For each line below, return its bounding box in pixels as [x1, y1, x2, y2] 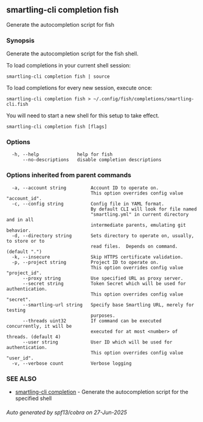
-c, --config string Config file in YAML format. [12, 201, 165, 207]
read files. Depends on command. [90, 243, 178, 249]
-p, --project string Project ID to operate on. [12, 259, 159, 265]
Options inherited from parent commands [6, 171, 132, 179]
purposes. [90, 313, 115, 319]
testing [6, 307, 26, 313]
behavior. [6, 227, 32, 233]
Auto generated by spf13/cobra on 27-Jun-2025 [6, 409, 128, 416]
